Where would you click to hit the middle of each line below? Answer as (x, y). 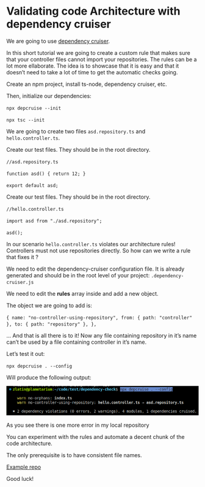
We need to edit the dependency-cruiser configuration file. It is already (95, 269)
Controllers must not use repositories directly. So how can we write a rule (99, 251)
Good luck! (20, 478)
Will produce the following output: (49, 377)
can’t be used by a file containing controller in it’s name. (77, 342)
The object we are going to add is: (49, 305)
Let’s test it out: (26, 354)
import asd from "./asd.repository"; (54, 221)
